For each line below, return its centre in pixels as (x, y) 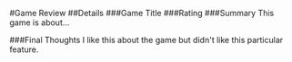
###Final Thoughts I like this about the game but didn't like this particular (146, 40)
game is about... (40, 22)
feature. (24, 49)
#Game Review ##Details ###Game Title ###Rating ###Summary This (142, 13)
